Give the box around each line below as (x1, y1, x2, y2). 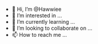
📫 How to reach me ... (11, 32, 67, 38)
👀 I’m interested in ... (11, 12, 62, 19)
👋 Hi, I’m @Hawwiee (11, 6, 62, 12)
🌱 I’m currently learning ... (11, 18, 75, 25)
